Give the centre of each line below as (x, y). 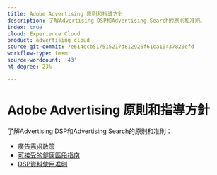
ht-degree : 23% (30, 67)
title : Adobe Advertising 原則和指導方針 (65, 14)
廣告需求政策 (36, 146)
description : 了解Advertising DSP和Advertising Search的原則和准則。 (107, 21)
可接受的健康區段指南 (48, 155)
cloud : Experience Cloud (44, 34)
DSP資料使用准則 (42, 164)
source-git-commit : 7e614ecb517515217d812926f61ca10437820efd (101, 47)
